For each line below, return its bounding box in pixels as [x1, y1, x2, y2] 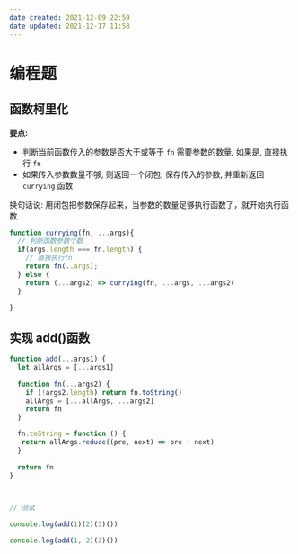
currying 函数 [22, 180, 74, 191]
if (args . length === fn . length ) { [17, 245, 143, 255]
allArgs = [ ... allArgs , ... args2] [25, 397, 154, 406]
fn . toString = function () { [17, 429, 127, 439]
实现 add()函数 [9, 330, 91, 345]
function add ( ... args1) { [9, 354, 106, 364]
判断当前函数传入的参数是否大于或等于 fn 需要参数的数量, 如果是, [22, 146, 263, 157]
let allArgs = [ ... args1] [17, 363, 115, 372]
